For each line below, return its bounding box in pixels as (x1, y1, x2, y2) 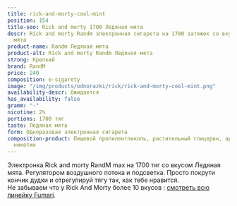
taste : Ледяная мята (7, 121, 68, 129)
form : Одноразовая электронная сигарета (7, 128, 128, 135)
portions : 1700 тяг (7, 115, 65, 122)
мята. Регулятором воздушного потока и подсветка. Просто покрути (7, 169, 216, 177)
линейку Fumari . (7, 191, 56, 200)
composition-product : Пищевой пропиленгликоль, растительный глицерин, (7, 135, 222, 142)
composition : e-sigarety (7, 75, 80, 83)
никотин (13, 142, 37, 149)
